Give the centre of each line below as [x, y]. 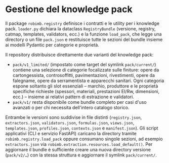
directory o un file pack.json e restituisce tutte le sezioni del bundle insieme [84, 39]
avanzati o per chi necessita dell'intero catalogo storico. [71, 107]
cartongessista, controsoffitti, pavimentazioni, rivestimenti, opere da [84, 75]
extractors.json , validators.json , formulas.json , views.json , [70, 123]
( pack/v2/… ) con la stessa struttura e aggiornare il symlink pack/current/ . [81, 155]
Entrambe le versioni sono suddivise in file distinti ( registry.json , [74, 117]
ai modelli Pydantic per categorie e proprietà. [52, 45]
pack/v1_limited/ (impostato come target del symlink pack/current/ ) [84, 64]
